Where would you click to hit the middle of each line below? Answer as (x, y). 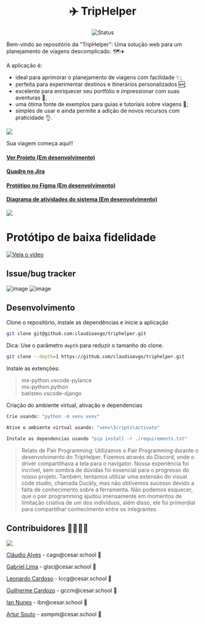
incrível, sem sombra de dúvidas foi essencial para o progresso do (105, 470)
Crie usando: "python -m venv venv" (53, 417)
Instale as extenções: (33, 369)
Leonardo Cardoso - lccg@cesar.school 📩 (59, 578)
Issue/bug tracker (41, 274)
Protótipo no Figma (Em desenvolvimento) (61, 185)
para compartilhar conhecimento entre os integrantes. (89, 509)
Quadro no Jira (26, 171)
